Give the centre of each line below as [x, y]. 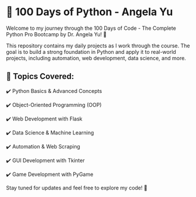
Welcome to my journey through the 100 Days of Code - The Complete [91, 28]
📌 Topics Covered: [40, 76]
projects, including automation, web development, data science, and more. [96, 58]
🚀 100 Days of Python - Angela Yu [90, 12]
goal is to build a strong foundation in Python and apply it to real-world [91, 51]
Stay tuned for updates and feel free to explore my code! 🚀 [77, 188]
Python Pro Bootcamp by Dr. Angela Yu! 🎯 [56, 34]
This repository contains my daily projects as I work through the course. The [98, 46]
